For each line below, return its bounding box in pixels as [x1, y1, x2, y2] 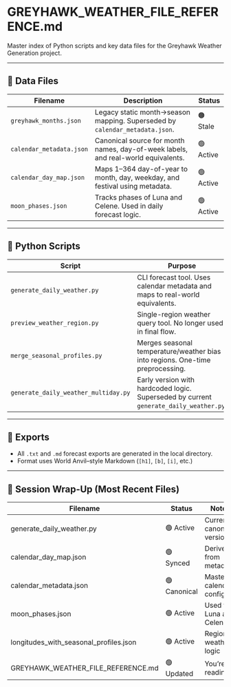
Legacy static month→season [95, 107, 191, 117]
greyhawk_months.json [10, 116, 81, 125]
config [204, 589, 225, 599]
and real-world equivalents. [95, 153, 185, 162]
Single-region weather [137, 309, 211, 319]
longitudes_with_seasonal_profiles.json [10, 637, 137, 647]
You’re [204, 659, 225, 668]
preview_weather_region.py [10, 319, 99, 327]
